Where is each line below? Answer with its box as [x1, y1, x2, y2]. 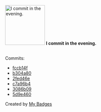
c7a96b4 [12, 81, 31, 87]
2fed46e [12, 76, 30, 81]
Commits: [5, 55, 25, 61]
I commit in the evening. [46, 40, 97, 46]
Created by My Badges [5, 101, 52, 107]
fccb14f [12, 65, 28, 71]
